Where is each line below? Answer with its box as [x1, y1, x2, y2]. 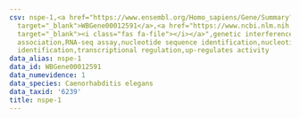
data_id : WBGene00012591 [9, 63, 102, 72]
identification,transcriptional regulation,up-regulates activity [17, 46, 270, 55]
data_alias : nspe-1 [9, 54, 82, 63]
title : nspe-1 [9, 95, 62, 105]
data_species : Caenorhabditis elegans [9, 79, 154, 88]
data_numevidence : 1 [9, 71, 87, 80]
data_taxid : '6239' [9, 87, 82, 96]
